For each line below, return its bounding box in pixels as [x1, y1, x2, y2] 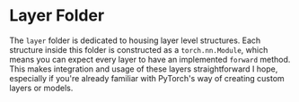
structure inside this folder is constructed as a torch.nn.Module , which [9, 44, 268, 55]
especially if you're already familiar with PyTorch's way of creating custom [9, 72, 285, 83]
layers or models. [9, 82, 74, 93]
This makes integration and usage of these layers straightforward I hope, [9, 64, 278, 74]
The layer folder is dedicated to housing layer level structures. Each [9, 35, 261, 46]
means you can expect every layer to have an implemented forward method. [9, 54, 291, 64]
